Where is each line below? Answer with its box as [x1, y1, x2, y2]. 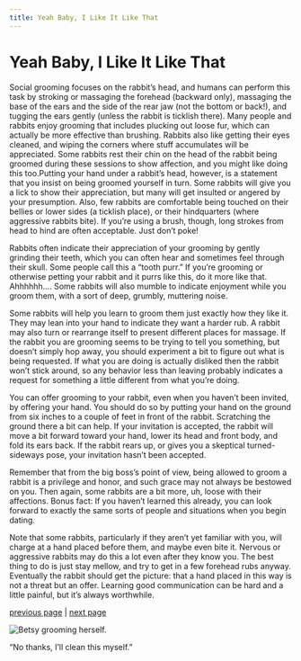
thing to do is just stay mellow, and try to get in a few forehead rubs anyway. [9, 560, 292, 571]
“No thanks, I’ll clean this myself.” [9, 641, 133, 652]
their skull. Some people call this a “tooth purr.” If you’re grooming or [9, 262, 263, 272]
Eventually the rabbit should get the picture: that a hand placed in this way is [9, 570, 292, 581]
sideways [9, 449, 45, 460]
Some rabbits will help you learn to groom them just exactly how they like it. [9, 308, 289, 318]
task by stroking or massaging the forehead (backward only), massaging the [9, 91, 292, 102]
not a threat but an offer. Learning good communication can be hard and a [9, 579, 284, 590]
